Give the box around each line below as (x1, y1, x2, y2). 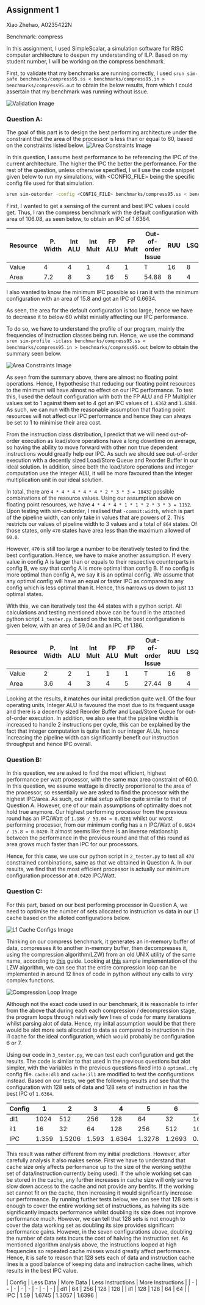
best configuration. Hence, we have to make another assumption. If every (6, 552, 191, 559)
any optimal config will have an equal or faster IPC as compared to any (6, 577, 184, 584)
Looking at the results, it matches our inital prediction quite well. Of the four (6, 695, 196, 702)
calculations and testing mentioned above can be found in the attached (6, 608, 185, 616)
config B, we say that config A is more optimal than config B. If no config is (6, 564, 195, 572)
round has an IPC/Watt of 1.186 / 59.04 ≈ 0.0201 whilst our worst (6, 814, 173, 822)
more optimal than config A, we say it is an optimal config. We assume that (6, 570, 194, 578)
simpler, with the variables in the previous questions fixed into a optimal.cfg (6, 1064, 198, 1071)
